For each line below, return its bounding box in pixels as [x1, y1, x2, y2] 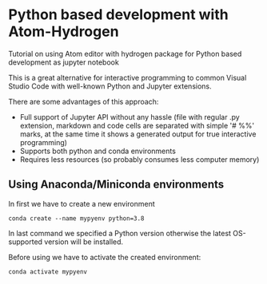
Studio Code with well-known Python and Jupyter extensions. [8, 81, 212, 91]
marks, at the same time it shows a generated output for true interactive [19, 129, 257, 139]
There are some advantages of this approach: [8, 97, 159, 106]
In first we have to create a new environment [8, 199, 156, 208]
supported [8, 237, 42, 247]
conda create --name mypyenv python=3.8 [8, 214, 145, 223]
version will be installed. [43, 237, 124, 247]
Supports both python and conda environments [19, 146, 176, 156]
